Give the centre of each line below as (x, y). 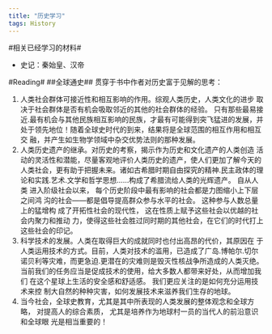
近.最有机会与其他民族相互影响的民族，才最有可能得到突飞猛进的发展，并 (142, 119)
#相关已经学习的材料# (45, 47)
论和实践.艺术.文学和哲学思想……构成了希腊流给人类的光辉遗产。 (128, 180)
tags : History (32, 23)
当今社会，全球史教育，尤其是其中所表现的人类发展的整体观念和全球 (134, 301)
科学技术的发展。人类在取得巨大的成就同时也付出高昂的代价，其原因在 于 (142, 240)
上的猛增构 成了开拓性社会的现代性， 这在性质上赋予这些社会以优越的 (136, 210)
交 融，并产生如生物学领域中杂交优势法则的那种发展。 (110, 139)
